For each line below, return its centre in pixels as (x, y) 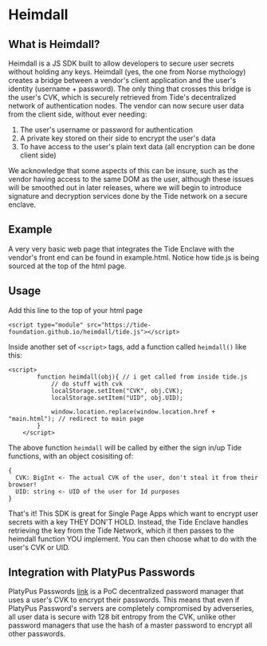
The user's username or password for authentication (106, 130)
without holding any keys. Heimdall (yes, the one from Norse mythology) (127, 72)
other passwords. (37, 634)
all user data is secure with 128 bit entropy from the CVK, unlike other (122, 617)
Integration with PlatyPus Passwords (102, 573)
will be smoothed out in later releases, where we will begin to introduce (125, 188)
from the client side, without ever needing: (78, 114)
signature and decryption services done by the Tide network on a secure (128, 196)
